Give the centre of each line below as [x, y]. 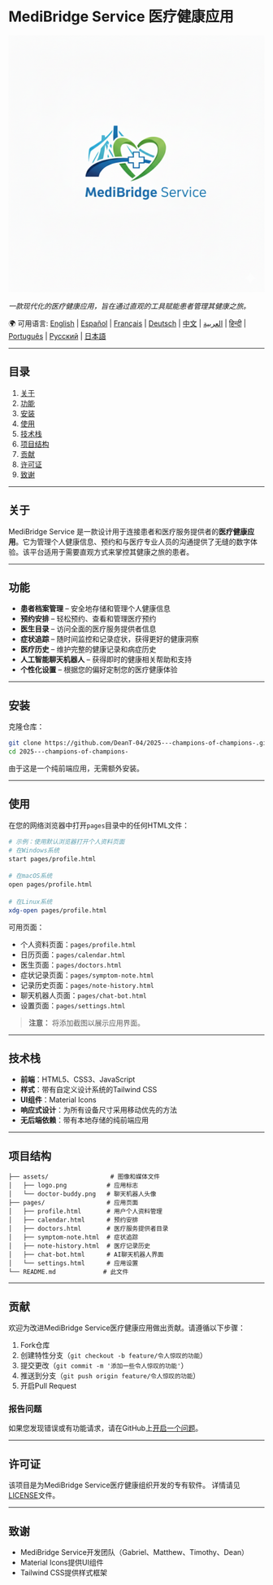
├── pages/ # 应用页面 [74, 1203]
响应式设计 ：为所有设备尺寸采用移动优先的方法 [98, 1110]
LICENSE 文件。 [34, 1495]
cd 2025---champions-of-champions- [69, 752]
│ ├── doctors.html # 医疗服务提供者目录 [89, 1229]
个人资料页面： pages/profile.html [78, 944]
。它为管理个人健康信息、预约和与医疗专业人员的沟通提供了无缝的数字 [133, 542]
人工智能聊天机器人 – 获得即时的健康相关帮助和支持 [106, 660]
